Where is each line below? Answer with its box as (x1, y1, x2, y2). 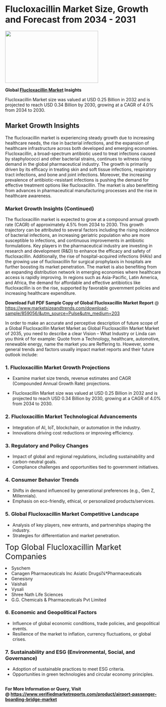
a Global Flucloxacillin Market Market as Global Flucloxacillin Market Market (5, 325, 160, 331)
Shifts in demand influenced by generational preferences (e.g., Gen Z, (12, 488, 155, 494)
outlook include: (5, 352, 38, 358)
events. (12, 626, 28, 632)
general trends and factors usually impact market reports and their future (5, 347, 155, 353)
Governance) (5, 654, 38, 661)
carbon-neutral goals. (12, 458, 57, 465)
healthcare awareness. (5, 193, 52, 199)
